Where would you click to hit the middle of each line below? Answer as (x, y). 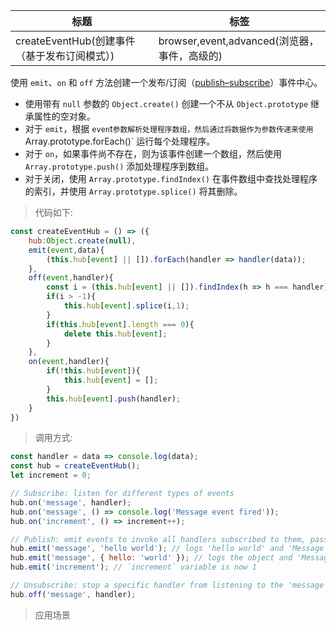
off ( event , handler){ (71, 278)
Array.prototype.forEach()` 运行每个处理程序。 (120, 141)
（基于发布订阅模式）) (65, 56)
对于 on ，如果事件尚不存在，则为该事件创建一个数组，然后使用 (153, 153)
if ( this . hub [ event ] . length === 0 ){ (120, 324)
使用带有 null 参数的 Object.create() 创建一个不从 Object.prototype (166, 103)
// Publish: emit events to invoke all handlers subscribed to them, (158, 539)
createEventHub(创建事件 (75, 41)
